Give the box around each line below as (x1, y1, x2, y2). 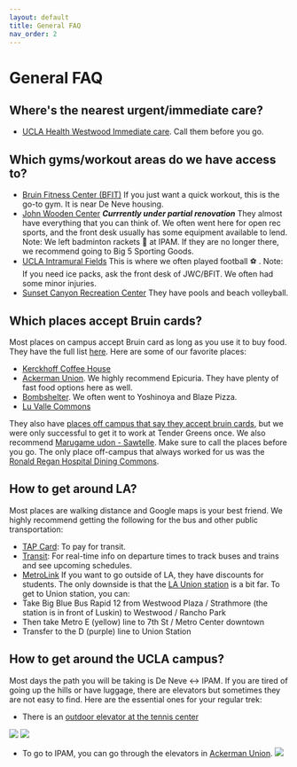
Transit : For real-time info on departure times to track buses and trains (21, 551, 279, 561)
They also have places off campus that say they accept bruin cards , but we (9, 419, 284, 428)
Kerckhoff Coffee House (21, 364, 111, 373)
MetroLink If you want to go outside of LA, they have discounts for (21, 569, 264, 580)
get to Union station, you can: (21, 588, 130, 599)
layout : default (9, 12, 69, 22)
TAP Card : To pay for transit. (21, 541, 127, 552)
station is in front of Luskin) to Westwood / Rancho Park (21, 607, 226, 617)
